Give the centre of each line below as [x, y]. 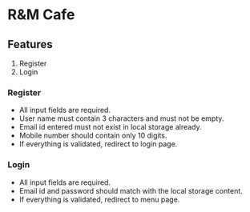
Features [30, 44]
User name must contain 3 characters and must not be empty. [121, 118]
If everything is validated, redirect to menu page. [99, 199]
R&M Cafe [41, 15]
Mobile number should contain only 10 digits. [93, 136]
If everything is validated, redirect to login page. [98, 144]
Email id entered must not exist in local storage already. [110, 127]
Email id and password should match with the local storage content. [131, 190]
